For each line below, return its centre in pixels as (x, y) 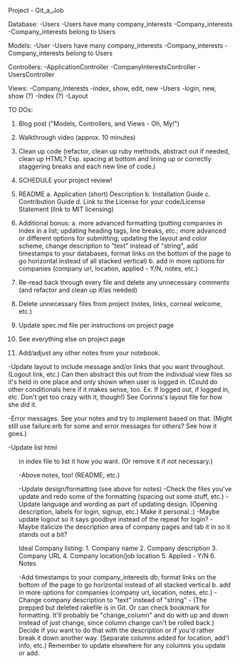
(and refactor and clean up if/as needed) (78, 290)
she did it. (23, 405)
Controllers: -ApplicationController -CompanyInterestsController (102, 67)
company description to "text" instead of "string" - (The (125, 600)
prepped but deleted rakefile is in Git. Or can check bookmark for (114, 607)
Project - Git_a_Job (36, 10)
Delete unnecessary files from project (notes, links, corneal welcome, (120, 304)
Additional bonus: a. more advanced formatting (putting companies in (120, 223)
